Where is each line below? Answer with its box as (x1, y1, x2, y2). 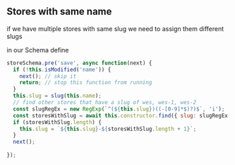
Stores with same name (6, 6, 112, 18)
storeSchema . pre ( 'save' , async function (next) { (6, 59, 152, 67)
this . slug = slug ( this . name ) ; (13, 92, 102, 100)
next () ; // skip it (19, 72, 77, 80)
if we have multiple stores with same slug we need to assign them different (6, 24, 224, 33)
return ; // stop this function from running (19, 79, 152, 86)
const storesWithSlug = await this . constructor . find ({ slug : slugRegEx (13, 112, 229, 119)
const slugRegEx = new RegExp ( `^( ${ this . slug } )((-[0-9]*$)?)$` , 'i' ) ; (13, 106, 225, 113)
